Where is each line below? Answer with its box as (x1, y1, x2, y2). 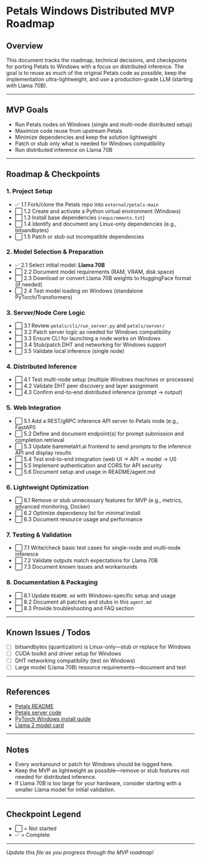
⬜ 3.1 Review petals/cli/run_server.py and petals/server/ (14, 322, 165, 330)
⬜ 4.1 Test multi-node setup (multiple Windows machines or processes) (14, 376, 194, 383)
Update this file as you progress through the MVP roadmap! (6, 849, 154, 856)
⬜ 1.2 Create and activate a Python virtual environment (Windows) (14, 208, 181, 215)
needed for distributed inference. (14, 773, 97, 781)
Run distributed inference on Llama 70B (14, 146, 112, 153)
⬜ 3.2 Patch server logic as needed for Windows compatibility (14, 328, 172, 336)
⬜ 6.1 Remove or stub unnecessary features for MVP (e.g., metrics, (14, 497, 183, 504)
